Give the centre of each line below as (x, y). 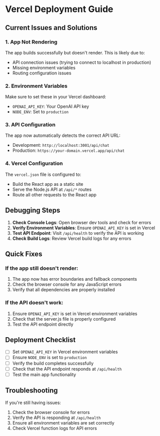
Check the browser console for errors (51, 412)
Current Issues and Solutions (51, 28)
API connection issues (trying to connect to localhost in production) (82, 62)
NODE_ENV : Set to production (40, 112)
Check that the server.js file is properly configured (64, 319)
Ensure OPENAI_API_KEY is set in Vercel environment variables (75, 314)
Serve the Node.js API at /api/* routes (52, 189)
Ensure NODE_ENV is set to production (50, 358)
